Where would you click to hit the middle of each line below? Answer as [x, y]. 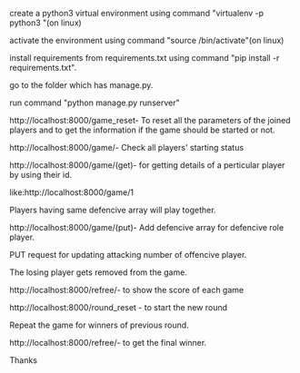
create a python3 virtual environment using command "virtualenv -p [137, 13]
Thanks [24, 360]
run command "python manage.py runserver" [95, 103]
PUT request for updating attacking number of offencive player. [128, 255]
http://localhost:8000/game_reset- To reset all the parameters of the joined [150, 120]
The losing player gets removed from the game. [99, 272]
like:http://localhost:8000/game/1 [72, 192]
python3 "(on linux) [45, 23]
